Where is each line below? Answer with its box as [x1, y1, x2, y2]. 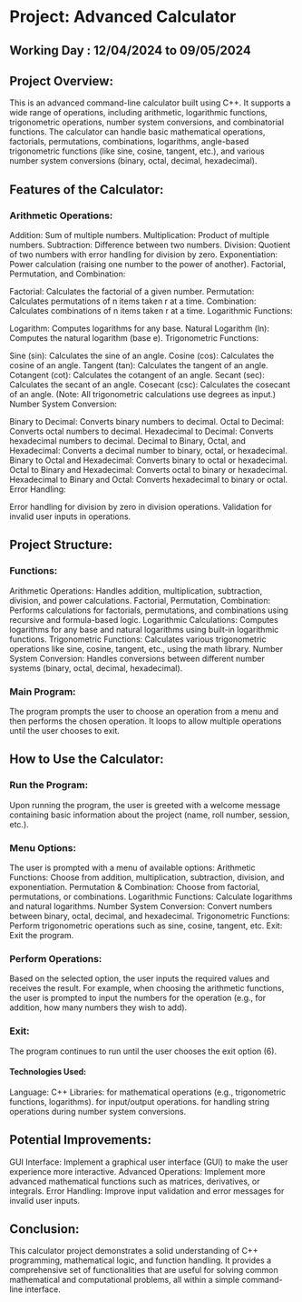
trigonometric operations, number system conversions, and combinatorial [9, 116, 284, 128]
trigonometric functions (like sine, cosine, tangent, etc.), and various [9, 145, 265, 156]
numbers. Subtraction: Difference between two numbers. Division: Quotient [9, 239, 291, 251]
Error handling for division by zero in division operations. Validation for [9, 502, 272, 513]
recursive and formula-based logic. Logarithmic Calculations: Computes [9, 614, 278, 625]
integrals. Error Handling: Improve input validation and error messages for [9, 1185, 285, 1197]
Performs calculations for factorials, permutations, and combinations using [9, 605, 288, 616]
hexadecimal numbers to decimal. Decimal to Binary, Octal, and [9, 436, 247, 446]
